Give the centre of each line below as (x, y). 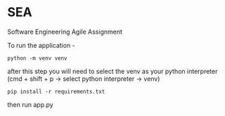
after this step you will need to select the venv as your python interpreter (112, 71)
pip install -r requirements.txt (56, 91)
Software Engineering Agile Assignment (65, 32)
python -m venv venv (38, 58)
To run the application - (41, 45)
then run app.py (31, 104)
